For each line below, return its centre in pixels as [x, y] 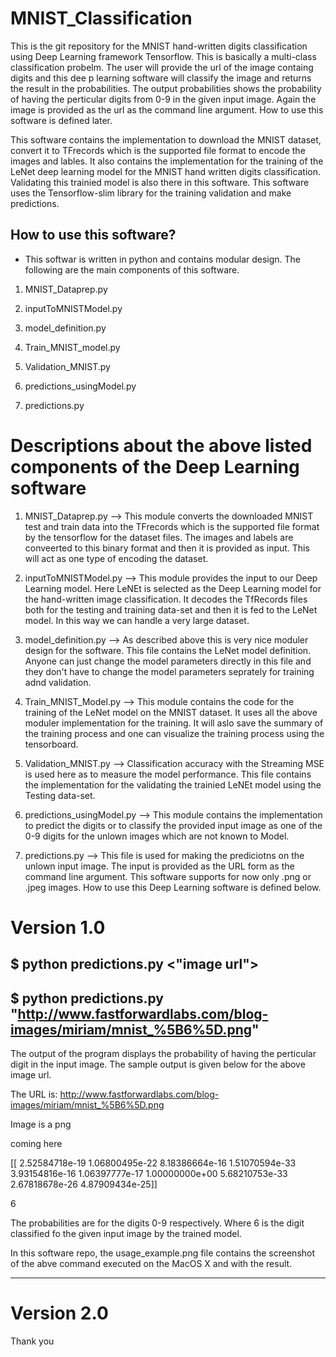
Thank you [32, 1341]
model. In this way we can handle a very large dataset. [137, 620]
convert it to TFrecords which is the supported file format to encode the [158, 150]
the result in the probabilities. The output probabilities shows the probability [166, 88]
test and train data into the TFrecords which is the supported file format [172, 526]
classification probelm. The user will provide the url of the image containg [162, 67]
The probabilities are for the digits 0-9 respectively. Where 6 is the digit [157, 1223]
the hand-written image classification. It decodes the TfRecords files [166, 599]
